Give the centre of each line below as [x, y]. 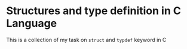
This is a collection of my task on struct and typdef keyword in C [86, 40]
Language [32, 23]
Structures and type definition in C [93, 11]
